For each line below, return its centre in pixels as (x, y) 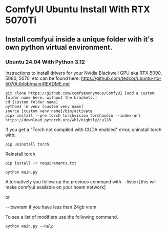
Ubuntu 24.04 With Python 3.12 (45, 61)
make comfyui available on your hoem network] (56, 187)
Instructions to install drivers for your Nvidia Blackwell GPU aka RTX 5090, (84, 73)
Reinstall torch (20, 154)
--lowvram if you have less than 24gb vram (51, 207)
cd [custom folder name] (32, 102)
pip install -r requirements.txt (41, 163)
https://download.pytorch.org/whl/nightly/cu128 (58, 120)
